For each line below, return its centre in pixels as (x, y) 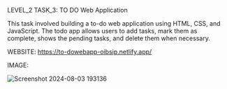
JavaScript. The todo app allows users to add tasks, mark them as (102, 31)
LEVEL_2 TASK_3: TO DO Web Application (67, 10)
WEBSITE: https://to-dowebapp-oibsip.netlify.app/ (80, 52)
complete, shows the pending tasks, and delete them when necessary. (109, 38)
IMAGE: (18, 65)
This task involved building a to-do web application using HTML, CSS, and (114, 23)
